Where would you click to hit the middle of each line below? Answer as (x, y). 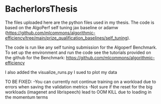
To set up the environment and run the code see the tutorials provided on (78, 52)
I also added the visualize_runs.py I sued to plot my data (61, 72)
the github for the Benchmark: (35, 57)
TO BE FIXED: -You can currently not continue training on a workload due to (80, 82)
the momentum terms (27, 97)
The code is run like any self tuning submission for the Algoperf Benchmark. (81, 47)
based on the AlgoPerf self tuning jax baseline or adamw (62, 27)
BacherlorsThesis (41, 9)
